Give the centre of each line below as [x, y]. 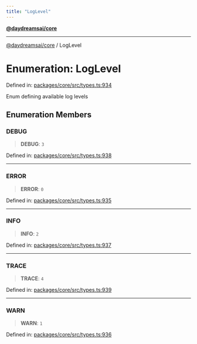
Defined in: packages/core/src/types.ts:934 [59, 85]
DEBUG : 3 [32, 144]
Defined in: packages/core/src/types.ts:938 [59, 155]
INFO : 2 [30, 234]
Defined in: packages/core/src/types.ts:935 [59, 200]
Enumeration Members [49, 115]
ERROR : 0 [32, 189]
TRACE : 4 [32, 278]
